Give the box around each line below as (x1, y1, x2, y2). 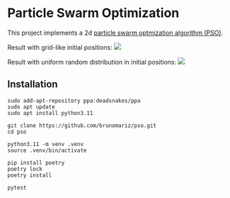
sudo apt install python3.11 (7, 109, 93, 116)
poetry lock (7, 165, 42, 172)
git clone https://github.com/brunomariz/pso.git (7, 122, 157, 129)
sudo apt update (7, 103, 55, 111)
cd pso (7, 128, 27, 136)
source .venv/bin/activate (7, 147, 87, 154)
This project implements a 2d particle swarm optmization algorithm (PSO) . (7, 28, 224, 37)
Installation (7, 78, 58, 90)
